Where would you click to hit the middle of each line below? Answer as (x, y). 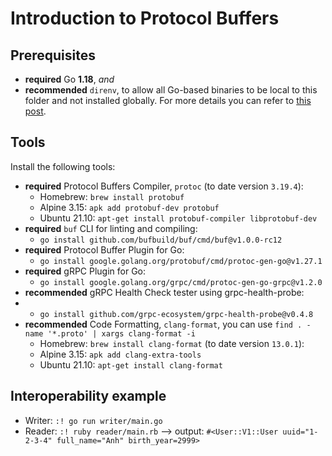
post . (35, 111)
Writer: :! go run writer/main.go (93, 420)
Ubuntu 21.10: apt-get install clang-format (131, 364)
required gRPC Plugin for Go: (85, 271)
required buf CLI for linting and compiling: (111, 228)
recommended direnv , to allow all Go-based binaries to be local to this (171, 90)
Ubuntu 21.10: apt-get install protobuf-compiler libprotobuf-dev (178, 218)
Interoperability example (88, 396)
